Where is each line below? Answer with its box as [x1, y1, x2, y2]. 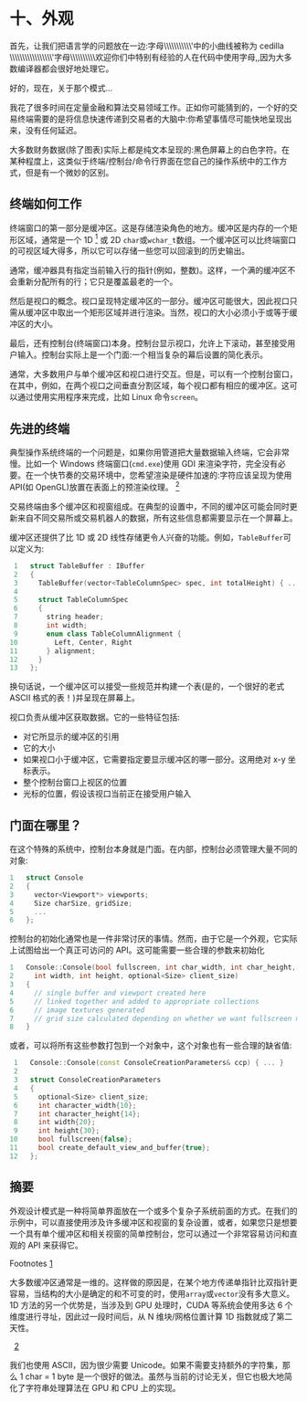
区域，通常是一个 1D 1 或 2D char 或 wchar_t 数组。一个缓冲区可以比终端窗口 [16, 232, 297, 245]
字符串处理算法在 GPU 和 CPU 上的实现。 [25, 1382, 181, 1393]
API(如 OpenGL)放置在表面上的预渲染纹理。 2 [9, 480, 180, 492]
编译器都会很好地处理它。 [16, 63, 114, 74]
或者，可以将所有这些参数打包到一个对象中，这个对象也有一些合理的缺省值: [9, 1040, 292, 1051]
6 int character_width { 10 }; [13, 1101, 137, 1110]
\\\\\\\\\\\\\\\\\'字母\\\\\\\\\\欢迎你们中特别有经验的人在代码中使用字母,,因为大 [9, 51, 285, 62]
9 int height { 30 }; [13, 1126, 101, 1135]
